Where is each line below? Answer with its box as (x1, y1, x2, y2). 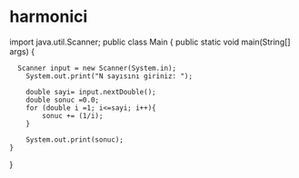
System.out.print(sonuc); (25, 134, 125, 144)
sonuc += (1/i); (42, 111, 104, 120)
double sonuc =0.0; (25, 95, 100, 104)
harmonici (9, 6, 88, 27)
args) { (9, 45, 35, 56)
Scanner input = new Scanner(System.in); (17, 64, 177, 73)
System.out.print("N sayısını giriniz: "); (25, 71, 194, 81)
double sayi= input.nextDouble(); (25, 87, 156, 96)
